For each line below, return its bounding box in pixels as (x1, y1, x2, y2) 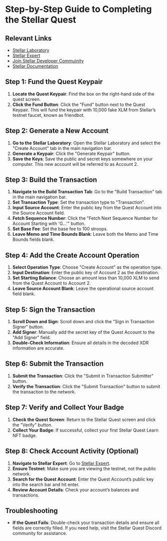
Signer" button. (12, 324, 44, 330)
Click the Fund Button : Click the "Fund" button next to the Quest (12, 101, 146, 107)
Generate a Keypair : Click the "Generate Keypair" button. (12, 150, 131, 156)
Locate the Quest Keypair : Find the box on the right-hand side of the (12, 91, 155, 97)
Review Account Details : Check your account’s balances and (12, 487, 139, 493)
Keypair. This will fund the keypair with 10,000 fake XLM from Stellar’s (12, 106, 156, 113)
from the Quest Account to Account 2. (12, 280, 91, 286)
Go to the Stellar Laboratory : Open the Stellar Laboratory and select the (12, 140, 161, 146)
